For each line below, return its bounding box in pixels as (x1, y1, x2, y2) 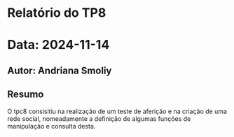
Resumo (7, 89, 44, 101)
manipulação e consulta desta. (7, 122, 96, 130)
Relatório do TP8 (7, 5, 106, 21)
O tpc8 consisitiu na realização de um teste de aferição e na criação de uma (7, 107, 228, 115)
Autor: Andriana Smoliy (7, 64, 112, 76)
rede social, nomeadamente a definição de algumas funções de (7, 114, 191, 123)
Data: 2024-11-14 (7, 37, 110, 53)
